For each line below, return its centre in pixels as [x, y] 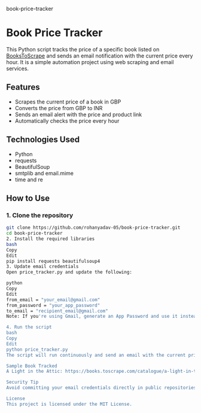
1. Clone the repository [40, 215]
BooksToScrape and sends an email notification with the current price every [100, 56]
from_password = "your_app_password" [53, 305]
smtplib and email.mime [44, 173]
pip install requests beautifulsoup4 [53, 261]
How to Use [28, 198]
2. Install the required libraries [51, 239]
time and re [29, 180]
